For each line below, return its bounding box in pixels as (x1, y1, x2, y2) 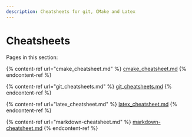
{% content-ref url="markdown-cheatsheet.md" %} (6, 118, 131, 125)
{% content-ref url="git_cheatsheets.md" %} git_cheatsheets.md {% (6, 83, 172, 90)
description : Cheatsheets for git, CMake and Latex (6, 8, 135, 15)
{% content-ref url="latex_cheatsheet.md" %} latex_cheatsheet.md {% (6, 100, 178, 107)
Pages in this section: (6, 54, 58, 61)
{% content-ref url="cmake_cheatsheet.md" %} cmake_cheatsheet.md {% (6, 65, 187, 72)
